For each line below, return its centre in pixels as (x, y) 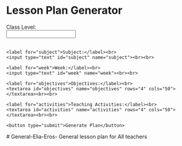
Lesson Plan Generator (64, 10)
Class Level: (21, 27)
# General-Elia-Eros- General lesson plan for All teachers (77, 136)
